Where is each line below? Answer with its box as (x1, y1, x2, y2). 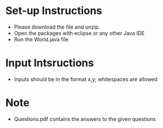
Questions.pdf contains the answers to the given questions (13, 115, 156, 122)
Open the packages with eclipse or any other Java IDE (13, 29, 145, 36)
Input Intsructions (5, 57, 94, 70)
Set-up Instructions (5, 4, 103, 18)
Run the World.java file (13, 36, 68, 43)
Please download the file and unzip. (13, 23, 100, 30)
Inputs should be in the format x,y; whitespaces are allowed (13, 75, 158, 82)
